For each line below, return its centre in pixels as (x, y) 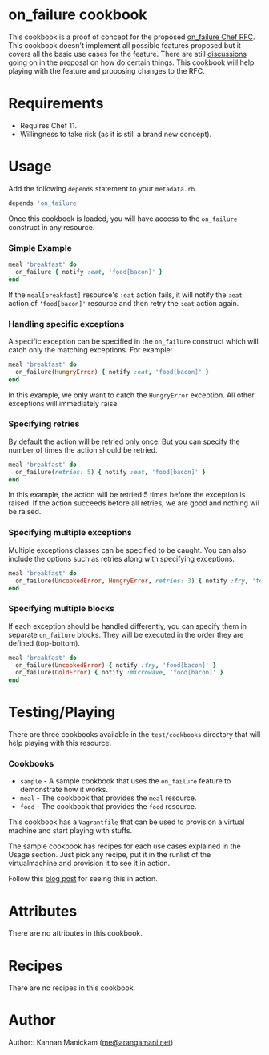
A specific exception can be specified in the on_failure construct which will (133, 341)
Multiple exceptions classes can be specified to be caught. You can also (127, 550)
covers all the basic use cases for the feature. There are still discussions (127, 54)
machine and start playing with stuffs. (70, 831)
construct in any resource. (52, 227)
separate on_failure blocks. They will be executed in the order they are (126, 634)
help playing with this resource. (60, 743)
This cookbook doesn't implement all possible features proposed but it (125, 45)
